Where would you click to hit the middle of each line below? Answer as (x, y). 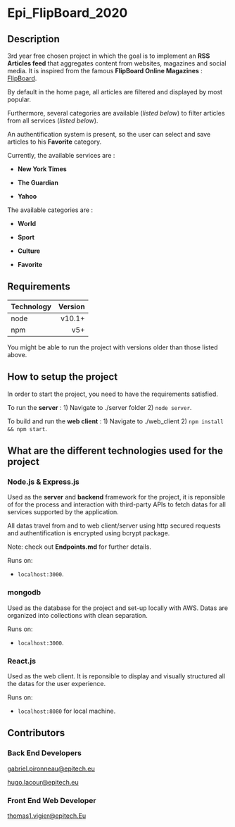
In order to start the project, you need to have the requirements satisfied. (113, 394)
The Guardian (38, 182)
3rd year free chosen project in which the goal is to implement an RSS (109, 56)
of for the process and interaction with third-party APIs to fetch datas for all (117, 504)
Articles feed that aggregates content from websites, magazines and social (117, 63)
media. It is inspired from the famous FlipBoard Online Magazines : (105, 71)
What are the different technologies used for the (115, 451)
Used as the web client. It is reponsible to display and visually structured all (116, 676)
